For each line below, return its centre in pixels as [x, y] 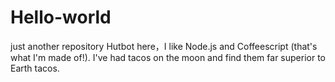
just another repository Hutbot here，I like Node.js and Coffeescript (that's [164, 46]
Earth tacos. [35, 68]
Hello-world [61, 17]
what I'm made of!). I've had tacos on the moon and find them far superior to [168, 57]
